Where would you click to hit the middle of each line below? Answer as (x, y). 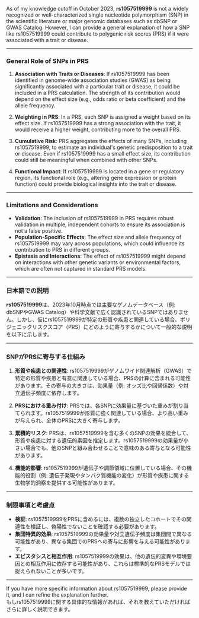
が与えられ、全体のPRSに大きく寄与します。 (69, 420)
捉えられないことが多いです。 (51, 571)
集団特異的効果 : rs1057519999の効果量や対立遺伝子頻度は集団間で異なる (103, 534)
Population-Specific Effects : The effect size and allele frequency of (98, 237)
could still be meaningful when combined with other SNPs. (86, 160)
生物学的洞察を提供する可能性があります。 (66, 483)
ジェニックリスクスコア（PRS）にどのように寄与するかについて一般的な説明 (99, 327)
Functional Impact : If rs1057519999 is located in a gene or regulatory (99, 172)
